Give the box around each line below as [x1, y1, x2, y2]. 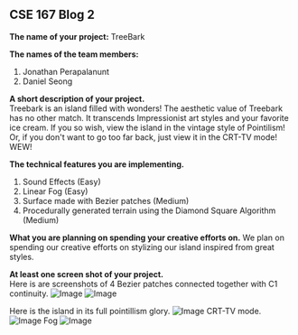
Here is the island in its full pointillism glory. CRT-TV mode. [9, 305, 262, 316]
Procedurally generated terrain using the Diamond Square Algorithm [22, 205, 276, 216]
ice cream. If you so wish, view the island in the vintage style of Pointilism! [9, 122, 286, 133]
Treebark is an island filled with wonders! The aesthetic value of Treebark [9, 103, 283, 114]
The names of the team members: [9, 49, 139, 60]
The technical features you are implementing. [9, 158, 185, 170]
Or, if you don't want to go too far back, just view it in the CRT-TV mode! [9, 131, 278, 143]
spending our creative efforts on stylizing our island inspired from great [9, 241, 275, 252]
